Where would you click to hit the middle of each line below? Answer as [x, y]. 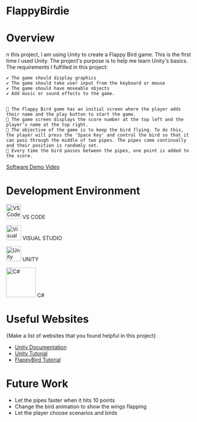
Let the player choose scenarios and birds [66, 413]
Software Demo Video [33, 167]
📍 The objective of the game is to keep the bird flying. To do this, [95, 130]
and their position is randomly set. [53, 146]
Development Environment [73, 191]
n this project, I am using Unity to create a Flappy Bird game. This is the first [98, 55]
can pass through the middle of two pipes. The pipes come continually [96, 141]
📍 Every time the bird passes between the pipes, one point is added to [98, 151]
